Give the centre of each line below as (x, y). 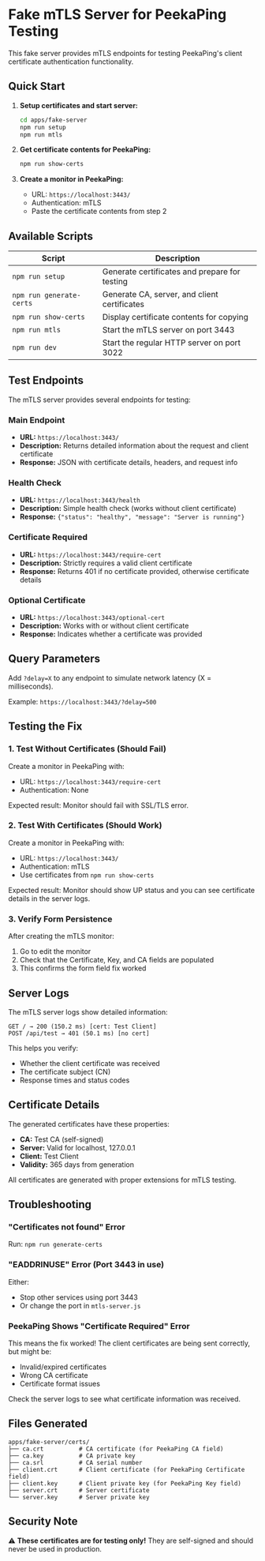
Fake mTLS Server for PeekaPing (118, 15)
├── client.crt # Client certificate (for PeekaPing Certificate (127, 1469)
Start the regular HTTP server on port (171, 343)
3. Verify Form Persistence (60, 919)
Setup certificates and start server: (78, 105)
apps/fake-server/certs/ (49, 1442)
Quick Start (37, 86)
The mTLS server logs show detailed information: (88, 1011)
